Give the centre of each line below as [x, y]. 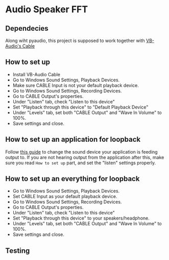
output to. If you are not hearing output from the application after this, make [85, 157]
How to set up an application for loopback [73, 139]
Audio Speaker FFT [47, 9]
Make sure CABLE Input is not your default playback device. [76, 85]
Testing [18, 251]
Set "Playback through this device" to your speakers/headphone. [81, 218]
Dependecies [27, 28]
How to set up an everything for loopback [73, 179]
